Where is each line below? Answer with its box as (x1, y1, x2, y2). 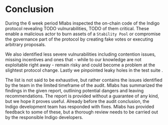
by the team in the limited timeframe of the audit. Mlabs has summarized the (5, 82, 163, 88)
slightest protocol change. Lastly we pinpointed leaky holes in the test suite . (5, 67, 163, 73)
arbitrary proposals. (5, 41, 46, 47)
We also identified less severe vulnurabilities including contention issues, (5, 51, 156, 57)
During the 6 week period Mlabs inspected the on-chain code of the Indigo (5, 20, 160, 26)
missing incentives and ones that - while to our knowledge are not (5, 56, 142, 62)
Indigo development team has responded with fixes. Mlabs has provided (5, 103, 154, 109)
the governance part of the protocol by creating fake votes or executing (5, 36, 153, 42)
